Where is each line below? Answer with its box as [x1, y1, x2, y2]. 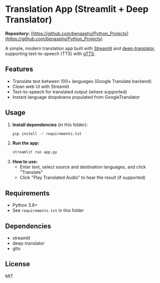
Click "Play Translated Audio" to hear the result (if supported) [19, 175, 146, 181]
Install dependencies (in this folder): [12, 122, 88, 128]
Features [5, 65, 33, 73]
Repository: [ [5, 30, 33, 36]
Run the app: [12, 140, 40, 146]
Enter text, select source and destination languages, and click [19, 164, 146, 170]
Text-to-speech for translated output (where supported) [12, 88, 127, 95]
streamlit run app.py [12, 150, 57, 155]
